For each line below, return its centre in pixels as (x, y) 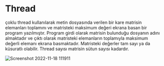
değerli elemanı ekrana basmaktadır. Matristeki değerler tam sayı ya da (78, 43)
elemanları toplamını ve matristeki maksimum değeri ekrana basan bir (76, 27)
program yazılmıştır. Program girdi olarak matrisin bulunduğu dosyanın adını (82, 33)
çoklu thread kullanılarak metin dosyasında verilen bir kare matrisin (74, 22)
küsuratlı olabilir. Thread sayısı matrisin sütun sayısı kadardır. (67, 49)
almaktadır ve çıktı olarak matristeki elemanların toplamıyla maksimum (77, 38)
